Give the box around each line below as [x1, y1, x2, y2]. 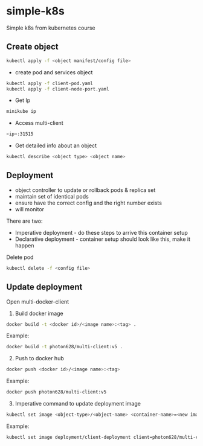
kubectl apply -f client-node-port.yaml [6, 86, 110, 92]
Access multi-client [14, 119, 63, 127]
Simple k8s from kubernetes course [6, 24, 95, 31]
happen [14, 241, 34, 249]
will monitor [14, 205, 44, 212]
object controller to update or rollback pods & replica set [14, 186, 156, 194]
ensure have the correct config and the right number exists [14, 199, 162, 206]
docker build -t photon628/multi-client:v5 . [6, 344, 123, 350]
